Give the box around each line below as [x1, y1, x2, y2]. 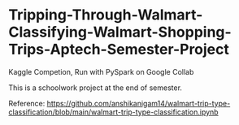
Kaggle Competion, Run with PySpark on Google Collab [8, 67, 194, 76]
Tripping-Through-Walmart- [8, 6, 203, 24]
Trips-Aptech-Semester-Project [8, 41, 230, 58]
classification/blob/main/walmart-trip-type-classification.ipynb [8, 107, 219, 117]
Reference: [8, 98, 46, 108]
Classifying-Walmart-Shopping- [8, 23, 232, 41]
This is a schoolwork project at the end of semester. [8, 83, 183, 93]
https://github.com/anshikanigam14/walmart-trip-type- [46, 98, 231, 108]
